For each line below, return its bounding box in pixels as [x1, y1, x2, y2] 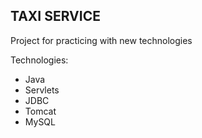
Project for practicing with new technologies [10, 34, 193, 46]
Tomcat [24, 105, 57, 117]
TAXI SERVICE [10, 8, 101, 25]
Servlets [24, 84, 60, 96]
